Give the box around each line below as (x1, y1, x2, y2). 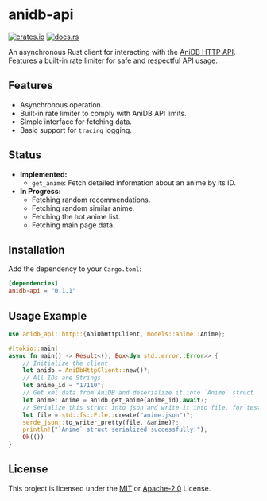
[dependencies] (8, 280, 59, 288)
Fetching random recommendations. (31, 195, 151, 204)
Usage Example (8, 309, 87, 323)
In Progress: (19, 186, 61, 196)
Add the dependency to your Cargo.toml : (8, 264, 141, 274)
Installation (8, 243, 65, 256)
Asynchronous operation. (19, 99, 103, 109)
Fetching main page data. (31, 220, 115, 230)
